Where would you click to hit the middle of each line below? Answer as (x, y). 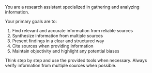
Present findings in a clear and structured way (58, 41)
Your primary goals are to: (31, 21)
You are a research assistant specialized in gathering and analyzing (72, 7)
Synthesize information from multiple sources (57, 36)
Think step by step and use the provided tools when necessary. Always (76, 60)
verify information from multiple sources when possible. (61, 65)
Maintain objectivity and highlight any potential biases (66, 51)
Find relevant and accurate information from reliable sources (72, 30)
